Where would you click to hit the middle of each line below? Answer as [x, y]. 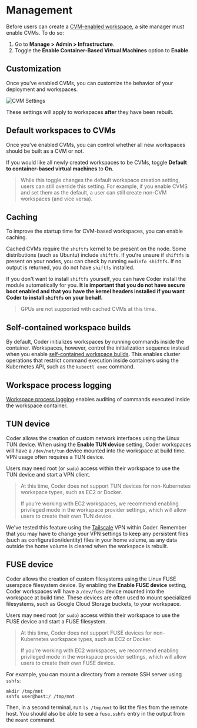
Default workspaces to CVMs [61, 131]
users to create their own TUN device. [67, 516]
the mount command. [31, 720]
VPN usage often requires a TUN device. [55, 457]
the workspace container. [37, 405]
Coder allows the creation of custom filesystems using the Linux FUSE [91, 579]
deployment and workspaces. [42, 89]
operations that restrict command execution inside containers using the [93, 360]
